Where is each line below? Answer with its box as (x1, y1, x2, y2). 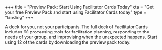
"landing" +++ (5, 15, 34, 20)
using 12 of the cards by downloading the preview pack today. (5, 39, 131, 45)
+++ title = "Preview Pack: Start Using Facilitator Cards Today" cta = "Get (5, 4, 154, 10)
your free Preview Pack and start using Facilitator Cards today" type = (5, 9, 147, 15)
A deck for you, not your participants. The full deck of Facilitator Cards (5, 24, 148, 30)
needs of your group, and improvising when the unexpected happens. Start (5, 34, 157, 40)
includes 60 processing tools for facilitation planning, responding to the (5, 29, 150, 34)
